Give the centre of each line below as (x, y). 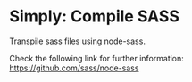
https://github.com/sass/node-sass (74, 68)
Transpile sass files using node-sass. (77, 41)
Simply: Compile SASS (95, 16)
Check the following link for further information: (97, 58)
